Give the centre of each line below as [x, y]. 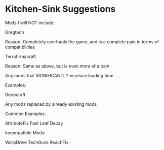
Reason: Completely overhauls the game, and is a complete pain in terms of [82, 42]
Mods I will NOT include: [30, 23]
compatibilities [20, 47]
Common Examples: [25, 114]
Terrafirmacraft [20, 56]
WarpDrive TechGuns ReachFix [37, 142]
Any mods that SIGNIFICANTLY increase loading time [59, 75]
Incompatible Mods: [25, 133]
